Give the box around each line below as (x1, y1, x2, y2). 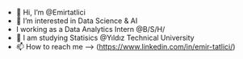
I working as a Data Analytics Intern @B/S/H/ (15, 25, 165, 33)
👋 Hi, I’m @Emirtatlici (15, 8, 86, 17)
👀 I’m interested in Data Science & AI (15, 16, 138, 26)
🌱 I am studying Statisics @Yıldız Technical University (15, 33, 195, 42)
